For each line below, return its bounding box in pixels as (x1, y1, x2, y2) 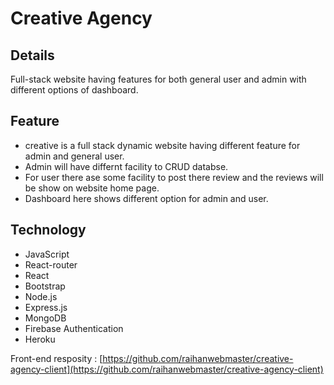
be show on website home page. (24, 182, 160, 194)
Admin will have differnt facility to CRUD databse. (24, 160, 229, 172)
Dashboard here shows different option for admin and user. (24, 192, 269, 204)
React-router (24, 258, 78, 271)
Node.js (24, 290, 58, 302)
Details (10, 47, 55, 64)
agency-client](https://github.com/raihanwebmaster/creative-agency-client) (10, 363, 324, 375)
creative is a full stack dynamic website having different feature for (24, 139, 301, 151)
